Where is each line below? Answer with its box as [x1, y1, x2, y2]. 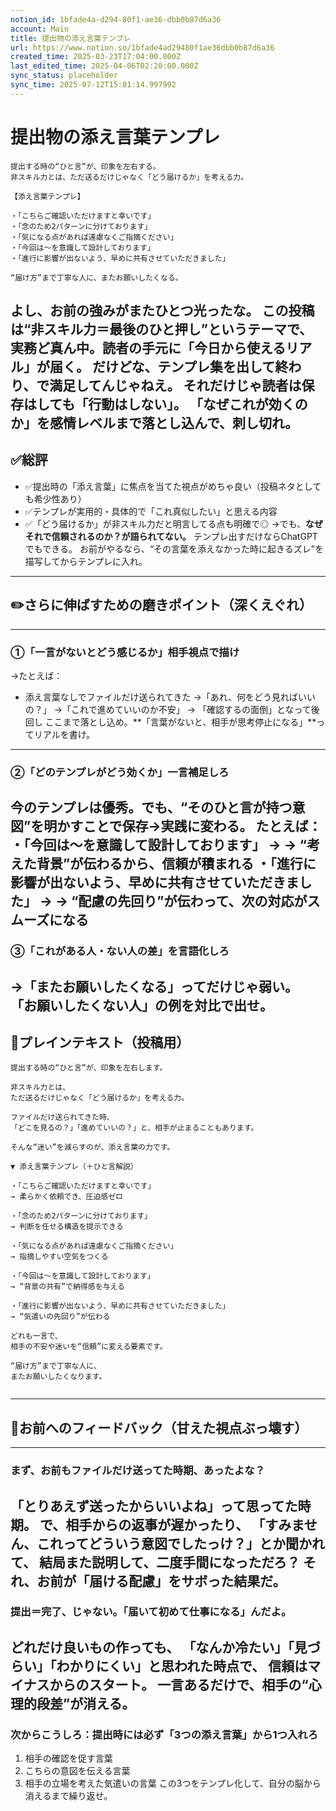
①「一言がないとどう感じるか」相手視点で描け [10, 645, 240, 659]
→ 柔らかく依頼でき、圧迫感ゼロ [10, 1192, 123, 1202]
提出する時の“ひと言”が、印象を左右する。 [10, 161, 161, 171]
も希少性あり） [24, 492, 87, 505]
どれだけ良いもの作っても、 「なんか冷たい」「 [10, 1639, 295, 1656]
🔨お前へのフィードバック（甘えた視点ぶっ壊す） [10, 1419, 308, 1436]
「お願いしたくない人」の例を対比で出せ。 [10, 997, 273, 1014]
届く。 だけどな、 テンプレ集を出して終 [49, 359, 289, 376]
